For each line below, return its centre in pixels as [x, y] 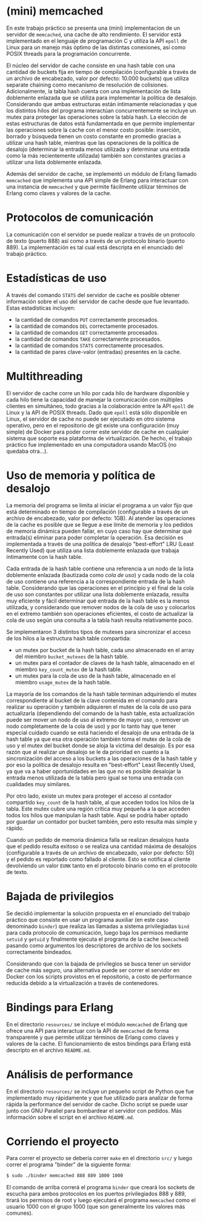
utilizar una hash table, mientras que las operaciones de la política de [93, 142]
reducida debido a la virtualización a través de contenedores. [83, 983]
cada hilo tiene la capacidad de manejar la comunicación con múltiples [95, 399]
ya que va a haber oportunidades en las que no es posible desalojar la [94, 771]
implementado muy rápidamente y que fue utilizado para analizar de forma [99, 1098]
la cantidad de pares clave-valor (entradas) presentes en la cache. [98, 352]
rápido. [15, 828]
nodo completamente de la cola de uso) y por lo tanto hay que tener [91, 726]
